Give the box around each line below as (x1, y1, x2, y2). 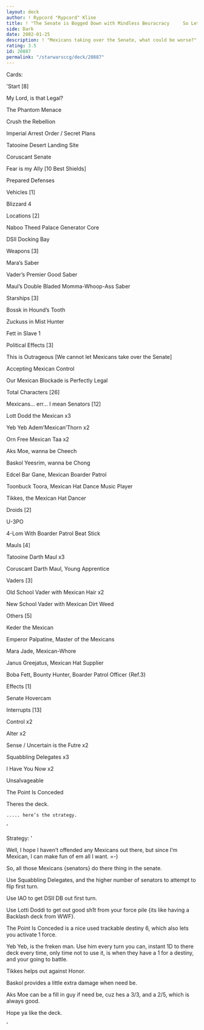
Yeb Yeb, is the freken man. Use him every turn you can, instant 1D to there (6, 943, 194, 950)
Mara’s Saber (6, 259, 39, 266)
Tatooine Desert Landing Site (6, 141, 79, 149)
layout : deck (6, 9, 39, 15)
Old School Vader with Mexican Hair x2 (6, 588, 104, 596)
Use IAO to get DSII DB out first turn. (6, 894, 97, 902)
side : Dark (6, 26, 34, 32)
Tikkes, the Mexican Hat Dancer (6, 494, 87, 502)
